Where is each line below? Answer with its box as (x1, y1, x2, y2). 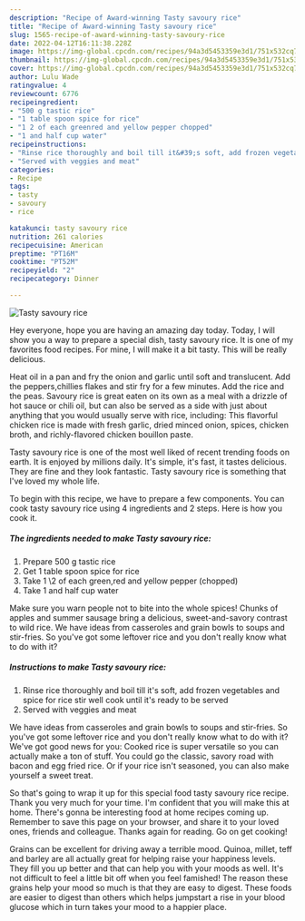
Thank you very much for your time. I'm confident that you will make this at (9, 797, 290, 808)
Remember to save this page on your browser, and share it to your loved (9, 816, 280, 827)
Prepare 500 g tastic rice (22, 555, 116, 567)
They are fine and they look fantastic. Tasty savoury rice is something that (9, 465, 287, 476)
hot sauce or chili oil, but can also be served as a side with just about (9, 400, 268, 411)
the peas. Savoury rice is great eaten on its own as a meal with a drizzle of (9, 390, 288, 401)
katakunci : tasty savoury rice (9, 223, 128, 232)
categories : (9, 165, 54, 174)
